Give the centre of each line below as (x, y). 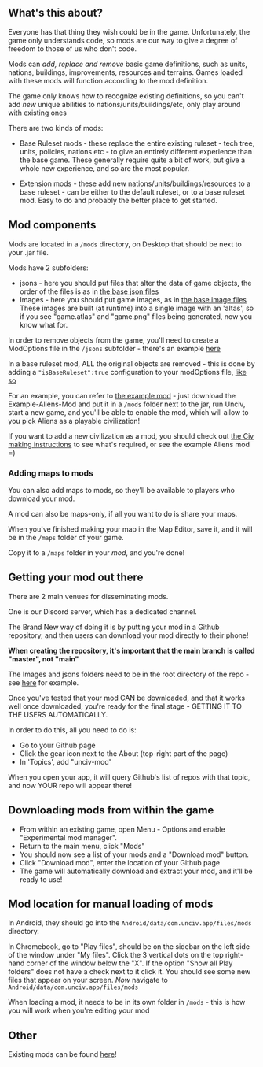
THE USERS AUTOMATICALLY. (58, 714)
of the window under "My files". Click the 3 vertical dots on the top (116, 955)
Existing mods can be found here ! (62, 1054)
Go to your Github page (57, 745)
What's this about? (56, 13)
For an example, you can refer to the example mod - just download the (122, 395)
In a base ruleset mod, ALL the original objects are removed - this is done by (131, 363)
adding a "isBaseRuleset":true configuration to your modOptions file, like (128, 372)
